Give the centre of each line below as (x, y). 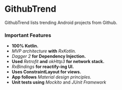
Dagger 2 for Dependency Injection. (49, 56)
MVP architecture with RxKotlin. (44, 51)
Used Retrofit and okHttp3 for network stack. (58, 62)
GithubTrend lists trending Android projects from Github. (61, 22)
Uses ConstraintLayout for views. (46, 72)
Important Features (28, 35)
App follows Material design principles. (51, 77)
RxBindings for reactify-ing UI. (43, 67)
